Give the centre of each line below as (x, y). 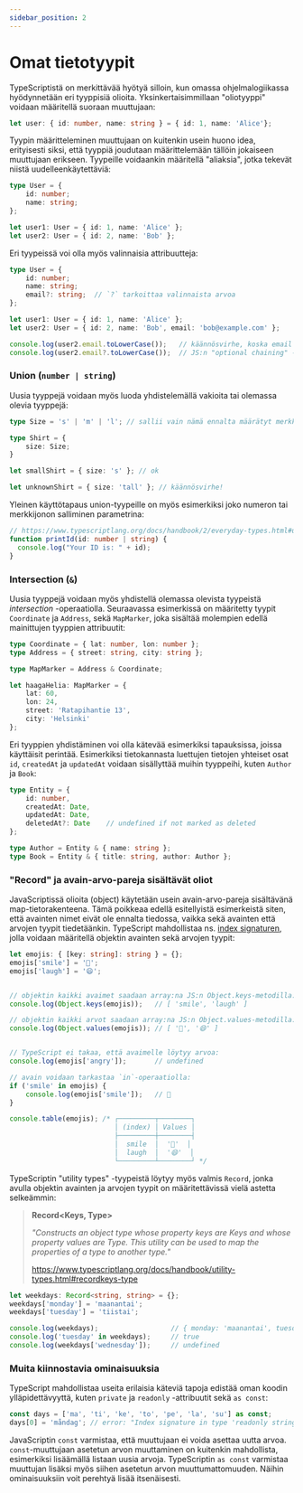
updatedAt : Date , (58, 815)
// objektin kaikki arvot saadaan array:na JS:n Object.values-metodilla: (153, 1020)
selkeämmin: (33, 1197)
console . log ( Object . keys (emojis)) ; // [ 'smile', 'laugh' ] (129, 1004)
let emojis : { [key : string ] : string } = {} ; (96, 954)
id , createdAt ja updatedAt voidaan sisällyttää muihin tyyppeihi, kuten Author (151, 764)
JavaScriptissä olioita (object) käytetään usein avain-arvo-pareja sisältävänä (151, 899)
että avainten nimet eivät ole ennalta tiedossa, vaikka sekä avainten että (142, 919)
